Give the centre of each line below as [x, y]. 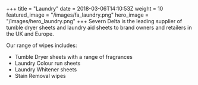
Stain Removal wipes [40, 76]
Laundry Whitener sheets [46, 70]
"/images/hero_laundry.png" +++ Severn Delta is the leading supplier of [94, 21]
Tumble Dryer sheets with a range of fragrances [73, 57]
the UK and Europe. [30, 34]
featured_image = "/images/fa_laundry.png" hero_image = [77, 15]
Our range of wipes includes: [42, 45]
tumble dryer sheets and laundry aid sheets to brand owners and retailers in [99, 27]
